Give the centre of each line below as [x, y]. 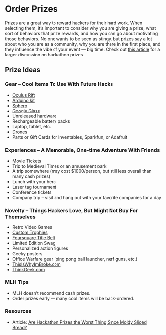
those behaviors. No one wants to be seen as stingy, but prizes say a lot [79, 39]
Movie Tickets [27, 161]
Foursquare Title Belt [34, 238]
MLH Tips [17, 282]
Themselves [20, 217]
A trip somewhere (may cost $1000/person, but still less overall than [82, 171]
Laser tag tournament [34, 187]
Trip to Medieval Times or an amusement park [59, 166]
